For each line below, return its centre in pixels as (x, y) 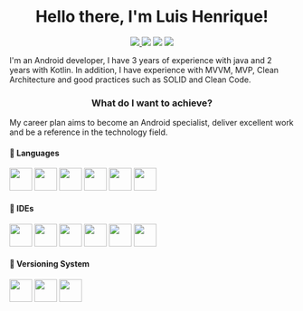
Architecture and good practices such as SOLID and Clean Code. (130, 80)
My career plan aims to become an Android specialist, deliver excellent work (151, 123)
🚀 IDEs (22, 209)
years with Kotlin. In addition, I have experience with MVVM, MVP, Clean (144, 70)
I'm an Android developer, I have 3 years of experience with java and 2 (141, 60)
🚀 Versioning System (50, 264)
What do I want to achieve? (152, 103)
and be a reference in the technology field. (89, 132)
